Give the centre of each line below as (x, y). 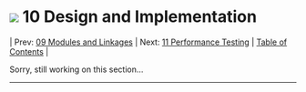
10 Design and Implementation (140, 17)
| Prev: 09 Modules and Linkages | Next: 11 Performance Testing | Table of (148, 42)
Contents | (29, 51)
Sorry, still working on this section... (76, 69)
